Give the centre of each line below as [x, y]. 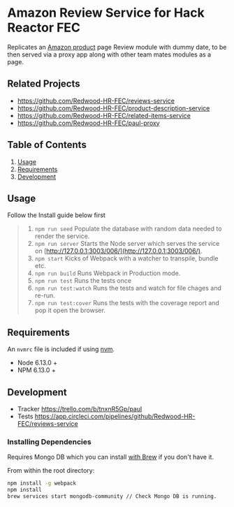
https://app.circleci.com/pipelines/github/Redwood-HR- [115, 416]
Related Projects [44, 84]
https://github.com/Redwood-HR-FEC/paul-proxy [88, 123]
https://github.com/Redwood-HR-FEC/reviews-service [96, 101]
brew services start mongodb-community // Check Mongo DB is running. [112, 497]
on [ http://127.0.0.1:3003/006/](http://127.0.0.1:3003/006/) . [118, 251]
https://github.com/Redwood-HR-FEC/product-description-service [114, 108]
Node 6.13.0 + [37, 363]
